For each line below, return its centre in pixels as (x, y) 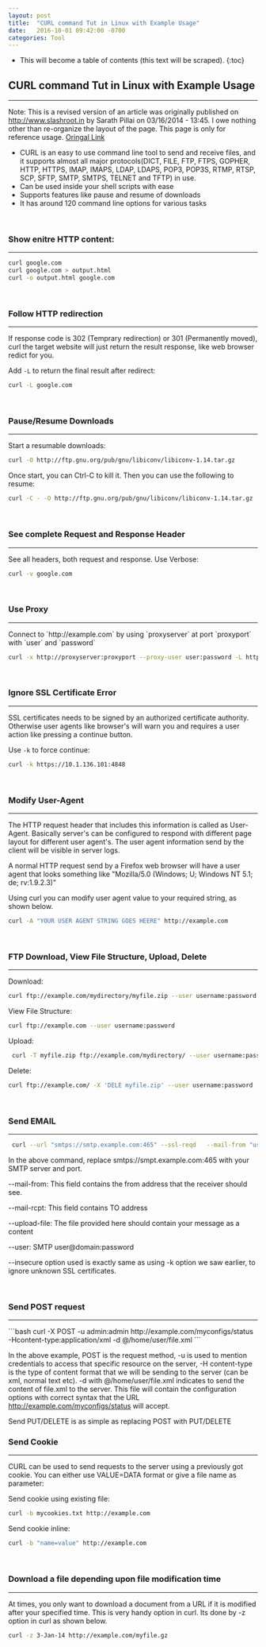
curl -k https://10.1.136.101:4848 (67, 764)
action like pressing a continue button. (70, 734)
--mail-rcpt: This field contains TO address (78, 1208)
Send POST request (47, 1306)
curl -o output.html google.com (61, 278)
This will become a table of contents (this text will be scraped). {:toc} (132, 60)
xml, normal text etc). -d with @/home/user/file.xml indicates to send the (126, 1381)
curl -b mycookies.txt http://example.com (79, 1514)
